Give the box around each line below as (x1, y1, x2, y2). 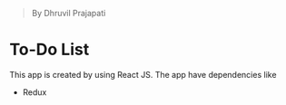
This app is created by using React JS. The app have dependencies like (9, 69, 277, 80)
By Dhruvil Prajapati (31, 8, 106, 18)
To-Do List (9, 40, 90, 60)
